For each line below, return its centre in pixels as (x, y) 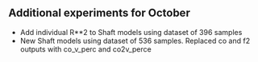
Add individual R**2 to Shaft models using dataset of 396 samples (131, 32)
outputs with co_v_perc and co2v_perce (85, 49)
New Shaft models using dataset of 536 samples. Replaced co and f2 (135, 41)
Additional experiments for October (100, 13)
